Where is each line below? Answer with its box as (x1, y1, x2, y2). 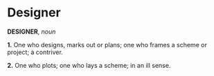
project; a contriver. (7, 48, 64, 56)
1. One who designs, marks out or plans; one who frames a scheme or (7, 40, 208, 49)
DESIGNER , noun (7, 27, 56, 36)
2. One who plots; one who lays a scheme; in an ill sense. (7, 61, 171, 69)
